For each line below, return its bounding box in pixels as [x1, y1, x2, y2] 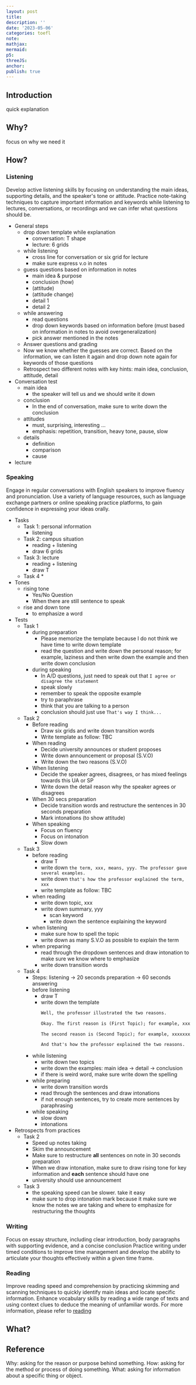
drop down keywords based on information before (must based [32, 322, 185, 329]
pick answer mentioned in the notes [32, 334, 119, 341]
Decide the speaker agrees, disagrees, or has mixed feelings [40, 771, 187, 778]
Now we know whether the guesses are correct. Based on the [23, 347, 173, 354]
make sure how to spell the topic [40, 930, 119, 937]
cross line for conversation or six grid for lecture [32, 253, 149, 261]
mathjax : [6, 42, 27, 47]
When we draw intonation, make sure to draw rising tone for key [32, 1164, 187, 1171]
